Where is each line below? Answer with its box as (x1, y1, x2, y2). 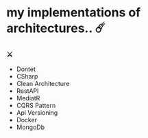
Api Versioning (16, 109, 58, 117)
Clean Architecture (16, 80, 70, 88)
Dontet (16, 65, 36, 73)
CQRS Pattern (16, 101, 56, 110)
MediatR (16, 94, 40, 102)
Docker (16, 116, 38, 124)
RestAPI (16, 87, 39, 95)
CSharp (16, 72, 38, 81)
